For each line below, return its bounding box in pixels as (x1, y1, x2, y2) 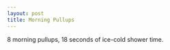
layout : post (7, 10, 44, 17)
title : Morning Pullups (7, 16, 75, 23)
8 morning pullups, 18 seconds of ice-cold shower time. (7, 35, 164, 43)
